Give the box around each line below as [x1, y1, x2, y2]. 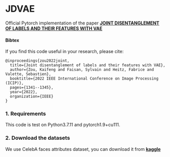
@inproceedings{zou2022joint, [5, 58, 70, 64]
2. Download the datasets [5, 135, 70, 142]
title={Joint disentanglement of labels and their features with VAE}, [10, 63, 166, 68]
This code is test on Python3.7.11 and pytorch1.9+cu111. [5, 122, 120, 128]
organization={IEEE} [10, 94, 54, 99]
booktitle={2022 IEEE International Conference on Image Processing [10, 76, 159, 82]
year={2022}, [10, 90, 38, 95]
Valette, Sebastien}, [5, 72, 52, 77]
